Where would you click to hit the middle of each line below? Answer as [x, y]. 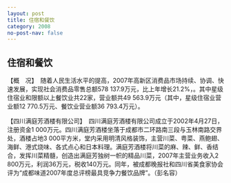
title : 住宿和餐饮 [31, 20]
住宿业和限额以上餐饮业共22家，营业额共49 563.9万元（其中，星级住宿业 [111, 98]
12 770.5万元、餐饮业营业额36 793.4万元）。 [81, 106]
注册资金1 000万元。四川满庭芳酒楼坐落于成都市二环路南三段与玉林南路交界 [115, 130]
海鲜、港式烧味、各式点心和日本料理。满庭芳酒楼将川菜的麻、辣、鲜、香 [110, 147]
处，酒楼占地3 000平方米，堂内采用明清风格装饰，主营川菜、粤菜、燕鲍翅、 [115, 138]
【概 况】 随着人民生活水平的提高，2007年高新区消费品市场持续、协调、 [113, 81]
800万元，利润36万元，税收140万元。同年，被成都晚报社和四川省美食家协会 [115, 164]
